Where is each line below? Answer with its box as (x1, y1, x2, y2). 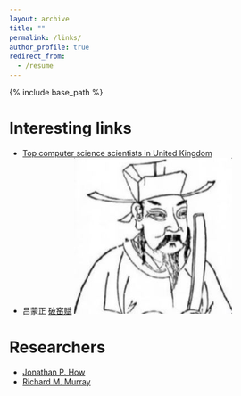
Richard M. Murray (21, 375, 91, 387)
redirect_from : (9, 52, 66, 62)
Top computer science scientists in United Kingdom (21, 147, 212, 158)
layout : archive (9, 14, 70, 23)
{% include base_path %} (9, 87, 104, 97)
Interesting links (9, 119, 132, 138)
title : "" (9, 23, 46, 33)
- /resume (17, 62, 54, 70)
